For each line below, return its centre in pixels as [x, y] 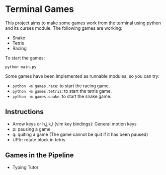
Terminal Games [40, 9]
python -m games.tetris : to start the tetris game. [62, 91]
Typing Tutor [25, 167]
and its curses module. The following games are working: [64, 28]
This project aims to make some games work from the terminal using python [83, 23]
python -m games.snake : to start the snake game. [62, 96]
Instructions [24, 112]
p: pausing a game [31, 129]
